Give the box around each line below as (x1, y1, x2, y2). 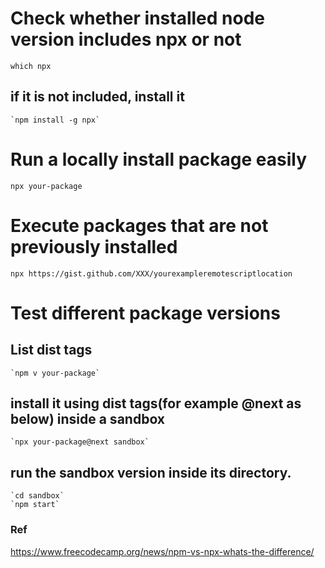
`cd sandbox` (10, 491, 65, 501)
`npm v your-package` (10, 368, 101, 378)
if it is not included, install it (10, 88, 185, 106)
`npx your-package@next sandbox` (10, 437, 150, 447)
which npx (10, 61, 52, 71)
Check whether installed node (10, 7, 265, 30)
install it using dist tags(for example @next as (10, 395, 302, 412)
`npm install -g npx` (10, 115, 101, 125)
